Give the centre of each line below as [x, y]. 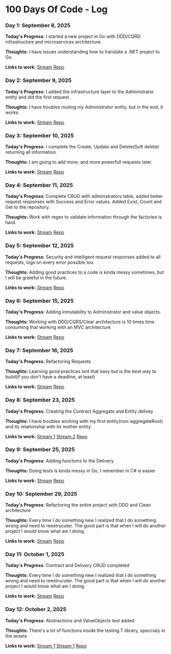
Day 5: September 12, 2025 [40, 245]
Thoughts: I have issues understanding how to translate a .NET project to [82, 52]
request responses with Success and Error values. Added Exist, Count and [83, 202]
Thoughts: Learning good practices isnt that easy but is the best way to [81, 371]
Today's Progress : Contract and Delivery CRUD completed [67, 566]
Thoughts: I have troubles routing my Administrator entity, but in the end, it [84, 107]
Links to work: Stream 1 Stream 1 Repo [46, 646]
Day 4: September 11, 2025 [39, 185]
